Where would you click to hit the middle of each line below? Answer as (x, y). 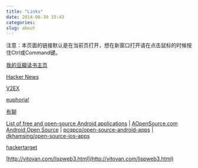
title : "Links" (25, 11)
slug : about (21, 28)
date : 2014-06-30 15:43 (35, 17)
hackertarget (22, 147)
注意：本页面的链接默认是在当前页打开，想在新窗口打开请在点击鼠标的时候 (96, 45)
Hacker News (23, 77)
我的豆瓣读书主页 (27, 65)
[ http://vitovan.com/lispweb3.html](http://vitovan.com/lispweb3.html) (90, 159)
